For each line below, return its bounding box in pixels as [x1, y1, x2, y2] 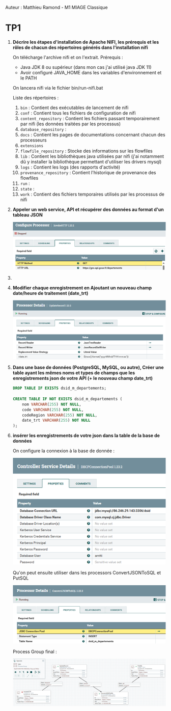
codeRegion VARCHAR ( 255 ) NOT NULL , [22, 413, 98, 418]
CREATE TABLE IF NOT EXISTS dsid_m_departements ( [12, 396, 123, 401]
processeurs [20, 137, 47, 143]
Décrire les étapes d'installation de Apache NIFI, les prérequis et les [12, 39, 159, 45]
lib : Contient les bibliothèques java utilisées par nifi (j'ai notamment [20, 153, 164, 159]
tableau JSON [12, 211, 43, 218]
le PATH [20, 75, 37, 81]
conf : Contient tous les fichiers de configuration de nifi [20, 110, 136, 116]
